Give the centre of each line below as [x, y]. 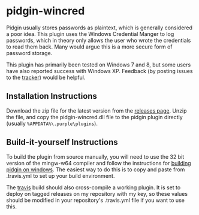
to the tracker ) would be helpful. [46, 77]
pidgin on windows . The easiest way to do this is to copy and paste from [96, 169]
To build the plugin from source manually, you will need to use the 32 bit [95, 156]
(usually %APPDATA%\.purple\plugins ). [52, 123]
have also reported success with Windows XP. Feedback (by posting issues [99, 71]
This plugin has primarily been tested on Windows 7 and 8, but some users [99, 65]
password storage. [29, 53]
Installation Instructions [52, 96]
